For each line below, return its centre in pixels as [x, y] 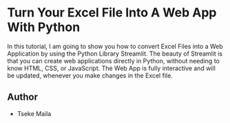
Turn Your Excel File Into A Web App [112, 13]
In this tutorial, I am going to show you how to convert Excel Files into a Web [115, 46]
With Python [44, 27]
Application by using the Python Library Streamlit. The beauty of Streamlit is [115, 54]
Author [22, 97]
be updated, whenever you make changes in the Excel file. [90, 75]
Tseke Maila [34, 113]
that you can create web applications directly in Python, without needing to [114, 60]
